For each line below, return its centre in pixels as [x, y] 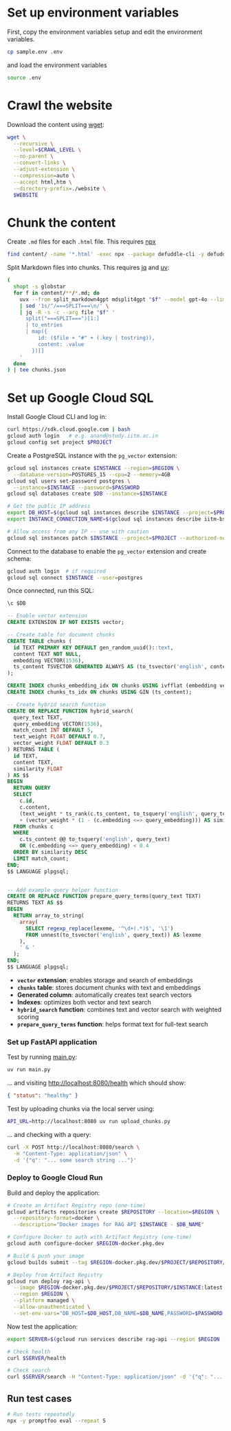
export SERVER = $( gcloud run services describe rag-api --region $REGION [113, 1339]
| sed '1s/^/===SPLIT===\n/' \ [64, 306]
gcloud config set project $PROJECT [59, 442]
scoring [28, 1017]
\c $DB [16, 603]
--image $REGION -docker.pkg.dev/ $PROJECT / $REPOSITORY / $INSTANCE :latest [118, 1288]
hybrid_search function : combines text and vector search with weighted [119, 1009]
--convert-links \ [40, 163]
